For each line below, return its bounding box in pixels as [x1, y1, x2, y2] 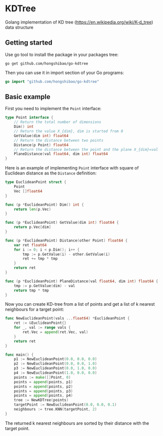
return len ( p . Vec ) [14, 207, 51, 212]
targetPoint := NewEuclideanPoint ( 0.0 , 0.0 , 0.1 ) [14, 402, 117, 407]
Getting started [5, 39, 53, 47]
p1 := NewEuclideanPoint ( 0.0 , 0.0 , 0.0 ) [14, 357, 97, 362]
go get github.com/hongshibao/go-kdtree [5, 61, 89, 66]
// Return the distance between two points [14, 138, 104, 143]
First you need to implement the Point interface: [5, 106, 102, 112]
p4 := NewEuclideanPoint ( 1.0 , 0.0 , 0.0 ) [14, 370, 97, 375]
